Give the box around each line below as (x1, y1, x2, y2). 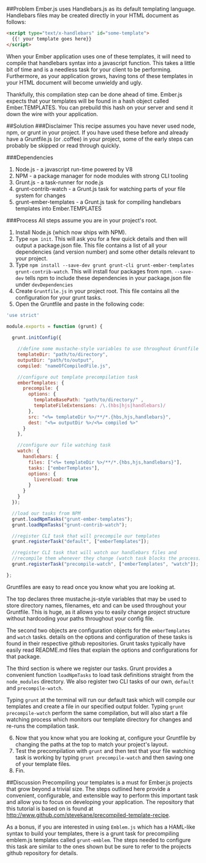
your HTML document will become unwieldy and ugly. (6, 79, 143, 86)
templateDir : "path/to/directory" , (17, 351, 109, 357)
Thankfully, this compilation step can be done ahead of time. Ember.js (6, 90, 183, 98)
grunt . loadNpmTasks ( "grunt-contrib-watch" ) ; (12, 521, 128, 528)
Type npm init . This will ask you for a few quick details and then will (15, 235, 188, 242)
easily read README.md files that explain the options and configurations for (6, 646, 198, 654)
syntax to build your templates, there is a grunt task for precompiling (6, 829, 180, 837)
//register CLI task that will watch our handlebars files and (12, 550, 177, 556)
